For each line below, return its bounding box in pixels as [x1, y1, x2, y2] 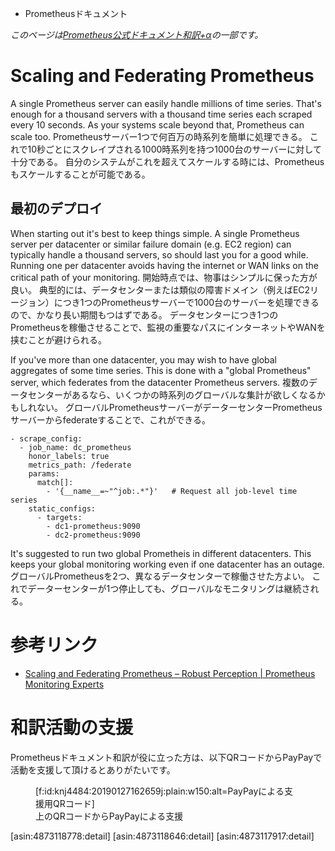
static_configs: [28, 503, 97, 514]
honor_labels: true [28, 451, 110, 461]
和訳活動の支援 [10, 716, 134, 739]
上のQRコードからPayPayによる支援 [35, 810, 184, 822]
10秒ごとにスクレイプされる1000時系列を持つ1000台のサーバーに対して [27, 143, 322, 155]
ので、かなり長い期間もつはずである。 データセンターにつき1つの [10, 308, 279, 321]
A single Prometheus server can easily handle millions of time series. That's [10, 97, 322, 109]
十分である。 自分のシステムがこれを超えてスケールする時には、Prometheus [10, 155, 325, 167]
